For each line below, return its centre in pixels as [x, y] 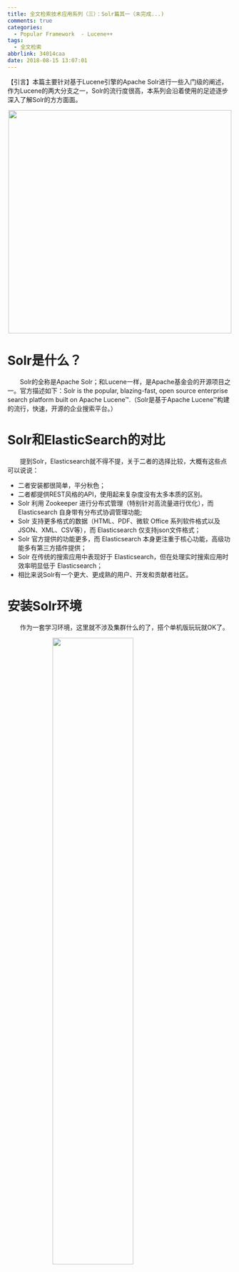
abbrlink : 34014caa [36, 54]
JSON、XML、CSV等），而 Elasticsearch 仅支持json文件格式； [109, 530]
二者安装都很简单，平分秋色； [61, 485]
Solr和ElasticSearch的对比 [86, 440]
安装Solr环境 [45, 606]
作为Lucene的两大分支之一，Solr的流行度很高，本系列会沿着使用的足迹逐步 [118, 91]
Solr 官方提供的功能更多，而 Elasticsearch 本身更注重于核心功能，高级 [121, 539]
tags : [15, 41]
